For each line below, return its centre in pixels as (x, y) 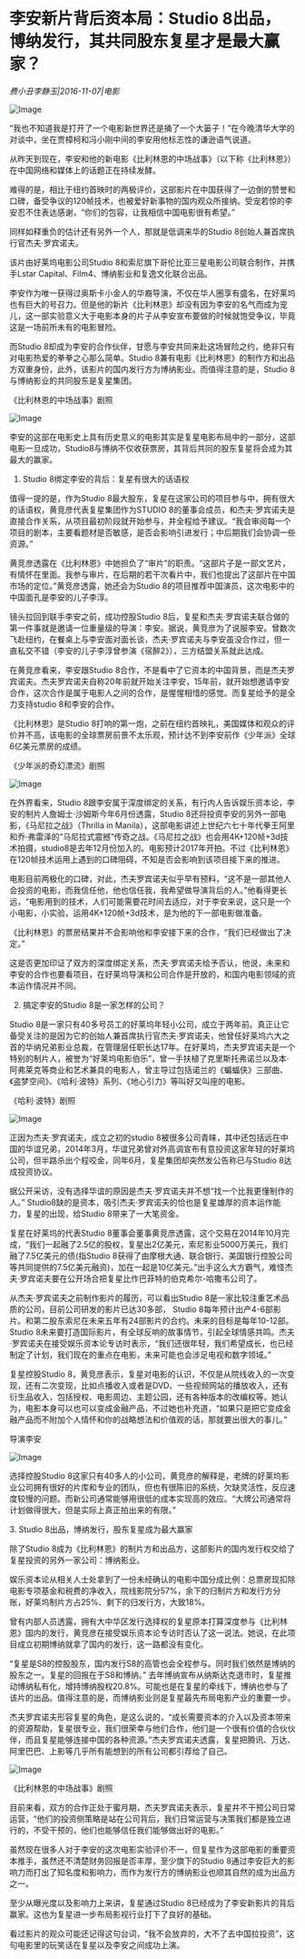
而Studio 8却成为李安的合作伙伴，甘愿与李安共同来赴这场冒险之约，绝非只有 (152, 346)
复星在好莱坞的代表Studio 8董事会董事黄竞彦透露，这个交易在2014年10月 (146, 1233)
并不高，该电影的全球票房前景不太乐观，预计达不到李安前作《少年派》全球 (156, 734)
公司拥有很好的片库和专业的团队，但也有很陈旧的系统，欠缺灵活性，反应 (152, 1487)
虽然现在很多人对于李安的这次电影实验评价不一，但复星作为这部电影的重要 (148, 1849)
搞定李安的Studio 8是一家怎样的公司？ (94, 1005)
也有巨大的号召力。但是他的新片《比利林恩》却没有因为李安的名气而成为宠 (148, 304)
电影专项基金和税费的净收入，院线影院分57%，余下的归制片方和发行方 (141, 1590)
